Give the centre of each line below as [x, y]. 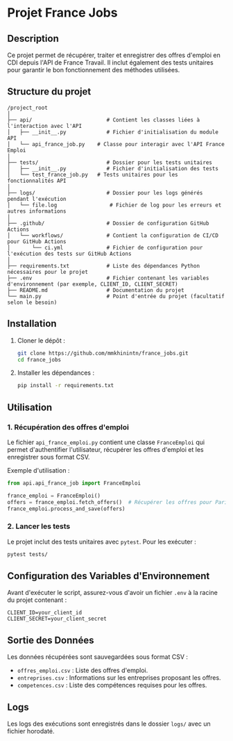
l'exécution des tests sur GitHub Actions [69, 254]
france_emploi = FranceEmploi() [54, 496]
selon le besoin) [32, 302]
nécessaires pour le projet [48, 272]
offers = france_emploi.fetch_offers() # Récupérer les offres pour [110, 502]
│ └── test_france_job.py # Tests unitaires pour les [93, 174]
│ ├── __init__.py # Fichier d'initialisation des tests [113, 168]
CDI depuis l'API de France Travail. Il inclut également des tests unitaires [110, 63]
